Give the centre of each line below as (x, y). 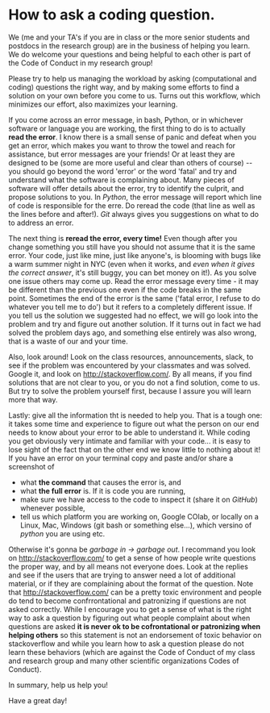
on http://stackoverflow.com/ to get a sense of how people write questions (132, 557)
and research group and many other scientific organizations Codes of (124, 661)
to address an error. (41, 223)
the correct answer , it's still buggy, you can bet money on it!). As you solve (133, 273)
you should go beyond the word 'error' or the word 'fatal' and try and (123, 171)
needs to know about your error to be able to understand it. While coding (129, 432)
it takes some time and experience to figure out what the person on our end (134, 423)
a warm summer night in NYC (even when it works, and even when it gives (132, 264)
